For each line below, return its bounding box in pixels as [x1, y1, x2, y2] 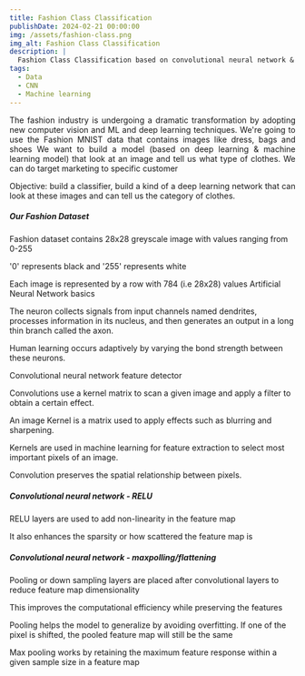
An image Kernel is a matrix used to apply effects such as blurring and [9, 415, 272, 426]
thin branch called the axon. [9, 325, 113, 337]
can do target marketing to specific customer [9, 163, 179, 174]
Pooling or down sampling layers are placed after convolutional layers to [9, 575, 280, 586]
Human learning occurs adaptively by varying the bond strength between [9, 343, 283, 354]
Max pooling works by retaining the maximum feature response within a [9, 647, 278, 658]
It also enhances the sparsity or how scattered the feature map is [9, 531, 253, 542]
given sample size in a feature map [9, 657, 140, 668]
